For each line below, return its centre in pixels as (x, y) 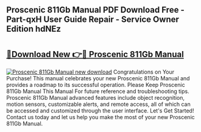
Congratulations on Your (144, 72)
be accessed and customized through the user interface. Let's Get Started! (100, 111)
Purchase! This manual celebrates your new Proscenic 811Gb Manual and (98, 78)
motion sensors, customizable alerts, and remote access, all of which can (98, 104)
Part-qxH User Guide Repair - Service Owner (93, 20)
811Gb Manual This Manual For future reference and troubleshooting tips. (98, 91)
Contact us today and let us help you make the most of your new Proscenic (100, 117)
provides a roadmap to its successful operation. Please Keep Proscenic (96, 85)
